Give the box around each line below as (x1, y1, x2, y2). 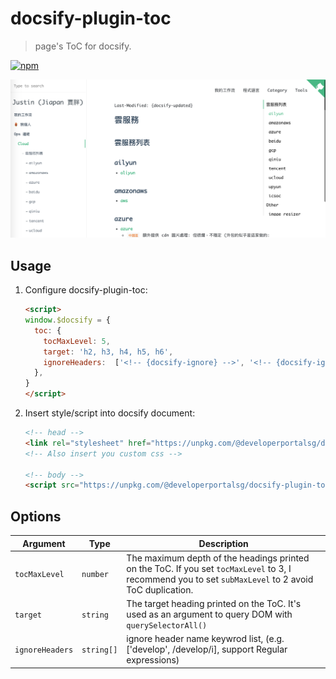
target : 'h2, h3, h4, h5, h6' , (43, 347, 174, 357)
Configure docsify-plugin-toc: (24, 284, 148, 296)
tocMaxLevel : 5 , (43, 336, 111, 346)
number (81, 570, 110, 580)
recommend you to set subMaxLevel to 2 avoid (126, 573, 314, 585)
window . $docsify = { (24, 315, 111, 326)
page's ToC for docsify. (34, 40, 132, 52)
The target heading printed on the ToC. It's (126, 598, 302, 610)
